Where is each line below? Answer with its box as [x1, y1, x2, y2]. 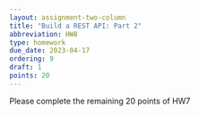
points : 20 [9, 71, 50, 80]
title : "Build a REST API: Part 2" [9, 21, 143, 30]
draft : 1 [9, 63, 42, 72]
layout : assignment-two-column [9, 12, 126, 22]
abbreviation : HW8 [9, 29, 78, 38]
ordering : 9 [9, 54, 54, 63]
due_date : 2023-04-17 [9, 46, 91, 55]
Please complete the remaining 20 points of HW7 [9, 95, 191, 106]
